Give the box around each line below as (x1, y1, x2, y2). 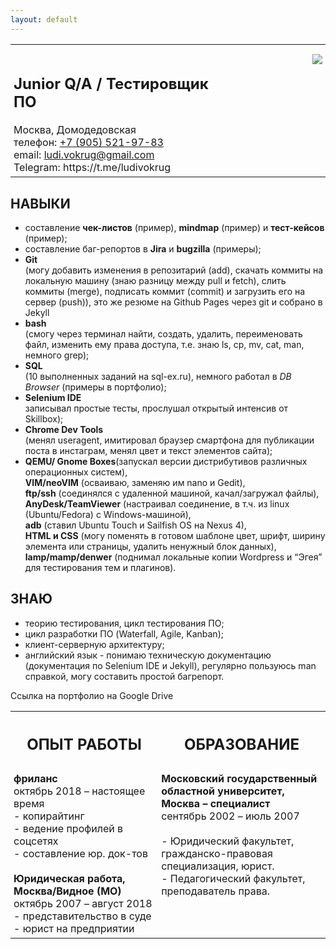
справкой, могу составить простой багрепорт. (24, 670, 225, 682)
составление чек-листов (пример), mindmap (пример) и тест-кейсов (24, 221, 325, 233)
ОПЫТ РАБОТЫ (26, 735, 142, 755)
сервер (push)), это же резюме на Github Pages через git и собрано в (24, 296, 323, 308)
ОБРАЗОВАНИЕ (184, 735, 300, 755)
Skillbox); (24, 412, 64, 425)
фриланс (13, 772, 58, 786)
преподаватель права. (161, 884, 271, 898)
